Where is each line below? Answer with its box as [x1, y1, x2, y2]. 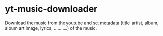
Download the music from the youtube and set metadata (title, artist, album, [5, 20, 159, 26]
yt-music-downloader [5, 3, 98, 15]
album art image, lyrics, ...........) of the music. [5, 25, 97, 31]
